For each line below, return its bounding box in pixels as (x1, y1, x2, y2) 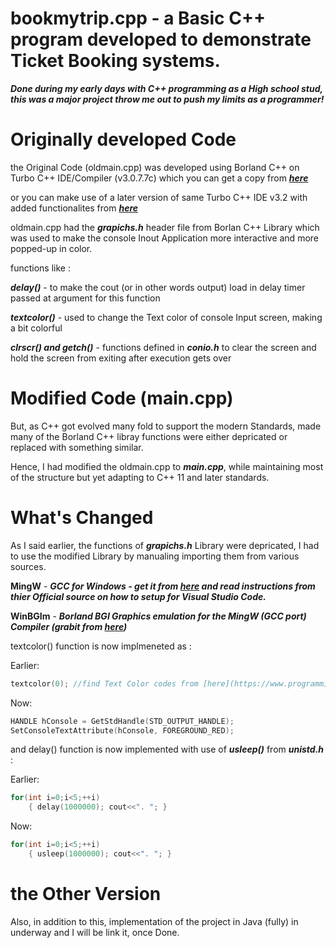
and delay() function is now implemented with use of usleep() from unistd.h (10, 743, 325, 756)
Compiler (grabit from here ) (10, 620, 128, 632)
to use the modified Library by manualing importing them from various (10, 550, 300, 562)
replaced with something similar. (10, 441, 144, 453)
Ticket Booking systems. (10, 50, 221, 72)
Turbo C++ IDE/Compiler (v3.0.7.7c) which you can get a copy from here (10, 172, 309, 184)
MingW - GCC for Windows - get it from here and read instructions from (10, 580, 316, 592)
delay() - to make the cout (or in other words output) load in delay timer (10, 281, 306, 293)
